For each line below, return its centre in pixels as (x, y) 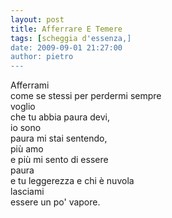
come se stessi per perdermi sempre (86, 96)
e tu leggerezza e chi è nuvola (72, 181)
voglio (23, 107)
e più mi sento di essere (59, 160)
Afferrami (30, 85)
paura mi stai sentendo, (59, 138)
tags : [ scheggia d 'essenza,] (71, 38)
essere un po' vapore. (55, 202)
